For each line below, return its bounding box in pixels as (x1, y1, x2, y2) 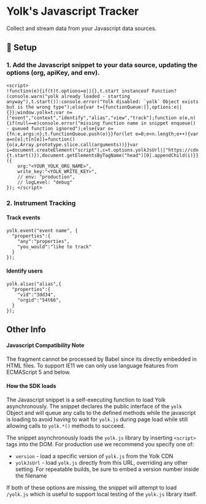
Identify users (6, 267, 43, 274)
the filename (15, 471, 47, 479)
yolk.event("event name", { (6, 227, 78, 234)
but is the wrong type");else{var (6, 104, 95, 110)
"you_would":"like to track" (17, 244, 92, 250)
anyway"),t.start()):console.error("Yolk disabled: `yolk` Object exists (6, 98, 199, 105)
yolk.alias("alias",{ (6, 281, 62, 287)
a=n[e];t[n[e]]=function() (6, 136, 75, 142)
